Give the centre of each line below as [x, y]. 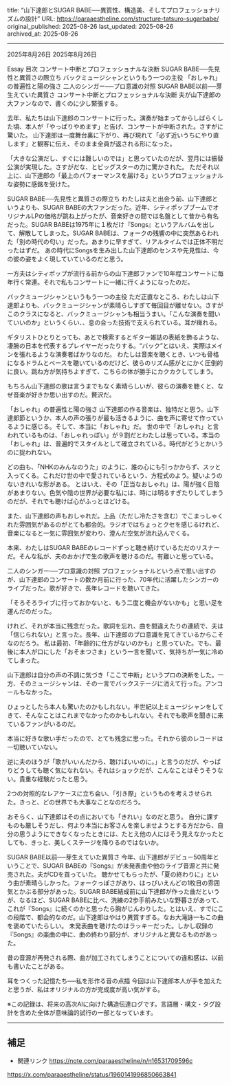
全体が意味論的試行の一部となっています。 [97, 1012]
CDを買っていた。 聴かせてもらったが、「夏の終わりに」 [128, 874]
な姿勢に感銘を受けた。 [40, 184]
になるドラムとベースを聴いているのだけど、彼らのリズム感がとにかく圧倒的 [115, 363]
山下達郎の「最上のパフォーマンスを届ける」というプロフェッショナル [124, 175]
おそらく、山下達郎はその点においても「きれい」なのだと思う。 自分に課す [113, 817]
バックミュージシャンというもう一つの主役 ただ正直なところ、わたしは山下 [113, 297]
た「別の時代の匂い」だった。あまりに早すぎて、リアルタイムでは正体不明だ [115, 242]
